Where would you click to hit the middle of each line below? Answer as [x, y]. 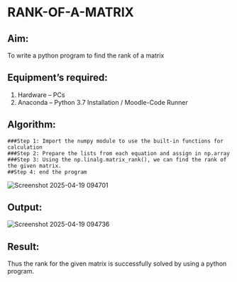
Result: [23, 246]
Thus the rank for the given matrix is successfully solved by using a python [117, 264]
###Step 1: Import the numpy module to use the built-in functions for [115, 141]
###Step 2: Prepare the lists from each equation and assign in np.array [119, 153]
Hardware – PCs [41, 95]
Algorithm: [32, 125]
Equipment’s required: [57, 78]
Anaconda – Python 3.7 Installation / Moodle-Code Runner [103, 102]
